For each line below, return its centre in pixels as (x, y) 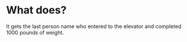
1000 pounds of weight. (35, 32)
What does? (37, 10)
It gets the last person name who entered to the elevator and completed (94, 26)
